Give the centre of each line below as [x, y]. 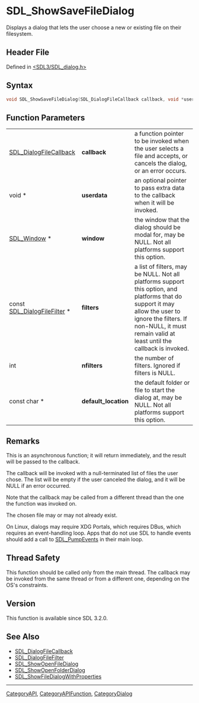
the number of [154, 358]
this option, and [156, 289]
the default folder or [162, 383]
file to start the [155, 390]
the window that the [162, 220]
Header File [28, 53]
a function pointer [159, 134]
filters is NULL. [155, 373]
